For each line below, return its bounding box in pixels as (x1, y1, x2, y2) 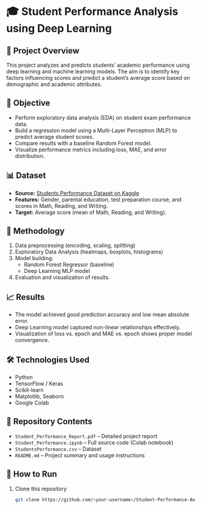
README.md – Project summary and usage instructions (14, 451, 145, 459)
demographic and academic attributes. (6, 81, 102, 88)
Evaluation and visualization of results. (14, 274, 110, 281)
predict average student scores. (14, 133, 94, 140)
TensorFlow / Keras (14, 380, 64, 388)
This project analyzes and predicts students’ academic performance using (6, 61, 190, 69)
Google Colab (14, 399, 49, 406)
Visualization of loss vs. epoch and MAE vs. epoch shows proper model (14, 330, 193, 337)
